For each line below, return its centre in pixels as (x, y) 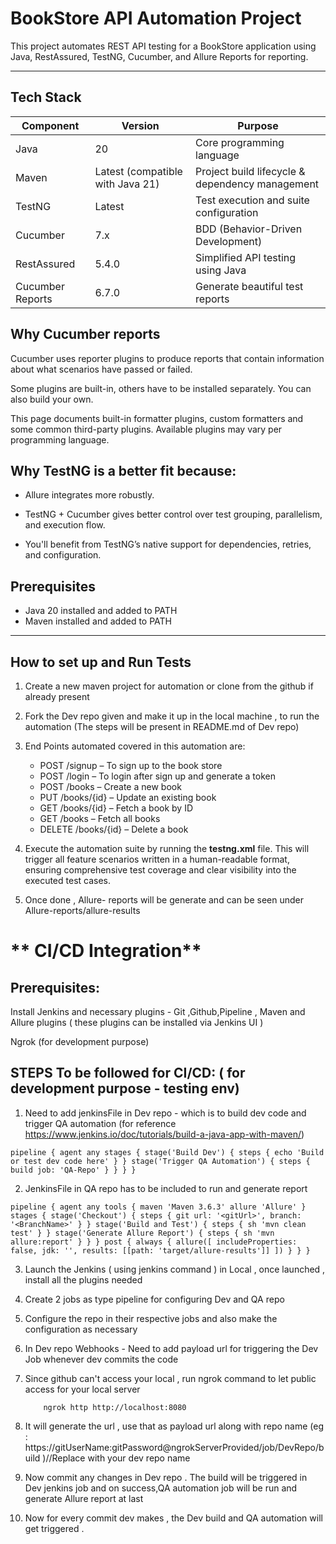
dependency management (257, 184)
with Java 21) (127, 184)
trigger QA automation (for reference (100, 1123)
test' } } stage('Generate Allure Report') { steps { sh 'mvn (142, 1233)
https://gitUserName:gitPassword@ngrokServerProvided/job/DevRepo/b (174, 1447)
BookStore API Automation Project (156, 18)
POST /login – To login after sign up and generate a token (158, 776)
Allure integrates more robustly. (89, 495)
